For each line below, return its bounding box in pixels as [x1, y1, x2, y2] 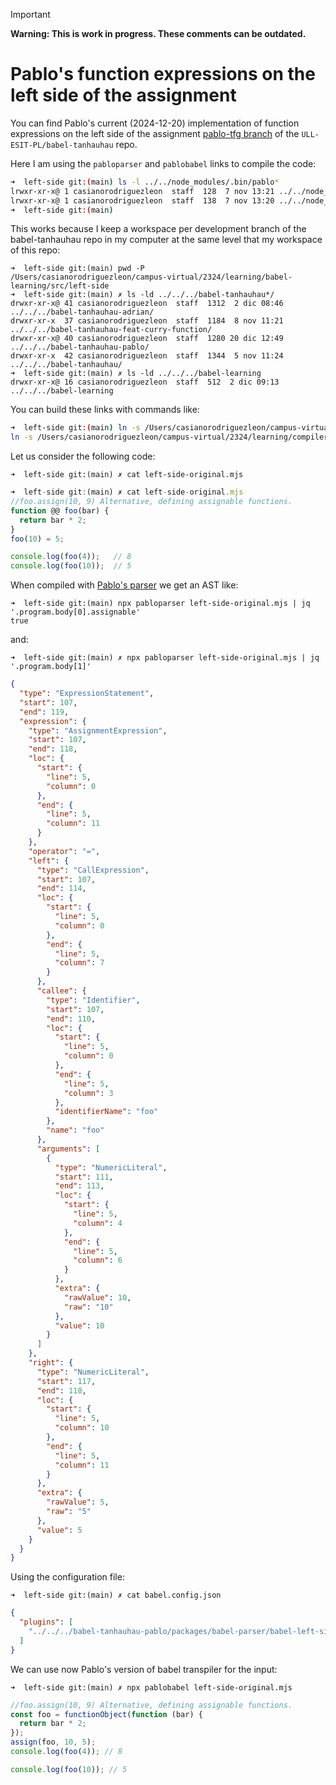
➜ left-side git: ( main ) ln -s [10, 423, 141, 433]
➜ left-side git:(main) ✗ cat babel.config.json [10, 1590, 222, 1601]
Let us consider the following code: [10, 450, 156, 463]
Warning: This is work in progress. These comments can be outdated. [10, 28, 307, 39]
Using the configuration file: [10, 1571, 125, 1583]
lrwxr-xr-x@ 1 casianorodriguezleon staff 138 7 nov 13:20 [10, 195, 275, 206]
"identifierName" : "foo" [54, 1107, 159, 1117]
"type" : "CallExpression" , [36, 865, 150, 875]
